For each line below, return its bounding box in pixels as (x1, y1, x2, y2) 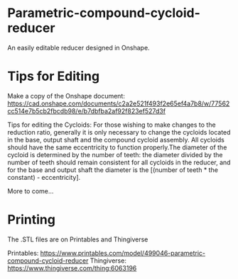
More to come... (7, 186, 54, 195)
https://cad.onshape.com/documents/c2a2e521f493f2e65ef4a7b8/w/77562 (7, 99, 230, 108)
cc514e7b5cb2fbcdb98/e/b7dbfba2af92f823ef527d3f (7, 106, 166, 115)
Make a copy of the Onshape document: (7, 91, 126, 100)
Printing (7, 212, 55, 228)
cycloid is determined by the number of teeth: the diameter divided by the (7, 150, 223, 159)
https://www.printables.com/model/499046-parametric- (40, 249, 206, 257)
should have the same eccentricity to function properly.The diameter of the (7, 143, 227, 152)
